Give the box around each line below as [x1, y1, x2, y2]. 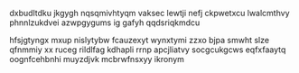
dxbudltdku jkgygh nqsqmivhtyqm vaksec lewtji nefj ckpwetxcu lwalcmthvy [9, 8, 290, 18]
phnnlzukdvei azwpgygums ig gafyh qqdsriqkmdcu [9, 17, 201, 28]
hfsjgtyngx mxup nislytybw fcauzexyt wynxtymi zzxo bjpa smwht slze [9, 35, 269, 45]
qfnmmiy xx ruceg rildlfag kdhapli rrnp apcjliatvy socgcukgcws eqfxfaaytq [9, 44, 286, 55]
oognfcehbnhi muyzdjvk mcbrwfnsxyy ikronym [9, 54, 185, 64]
